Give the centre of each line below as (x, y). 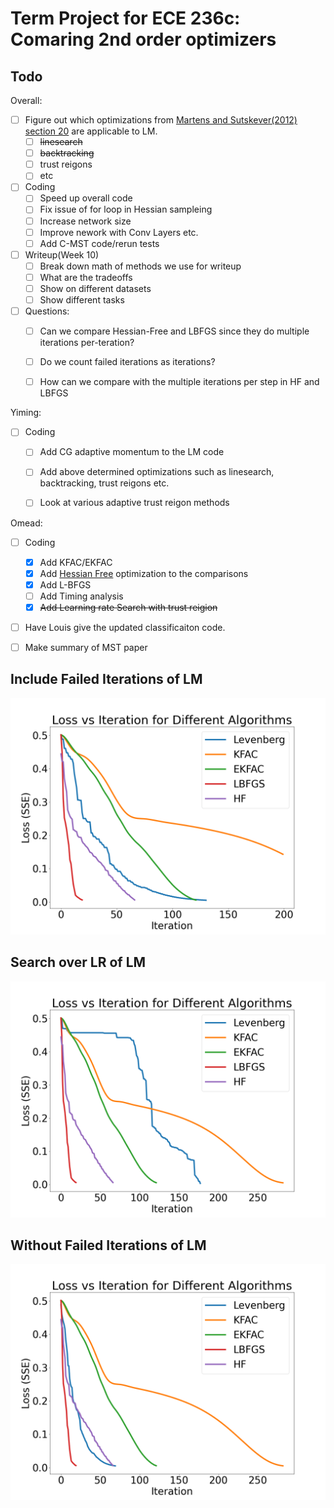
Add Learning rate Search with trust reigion (128, 607)
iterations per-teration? (87, 343)
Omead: (26, 523)
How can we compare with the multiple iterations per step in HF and (179, 382)
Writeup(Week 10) (62, 254)
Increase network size (85, 221)
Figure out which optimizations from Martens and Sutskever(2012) (161, 120)
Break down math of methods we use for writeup (140, 266)
